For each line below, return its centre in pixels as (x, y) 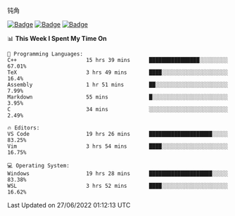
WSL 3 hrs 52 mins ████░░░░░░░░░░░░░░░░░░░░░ (118, 186)
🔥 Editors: (24, 128)
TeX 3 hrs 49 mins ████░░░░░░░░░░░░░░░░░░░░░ (118, 72)
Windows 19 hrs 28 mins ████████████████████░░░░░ (118, 174)
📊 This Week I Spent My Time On (57, 38)
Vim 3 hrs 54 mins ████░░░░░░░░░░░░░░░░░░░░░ (118, 146)
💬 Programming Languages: (45, 54)
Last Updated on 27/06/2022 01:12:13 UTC (69, 205)
